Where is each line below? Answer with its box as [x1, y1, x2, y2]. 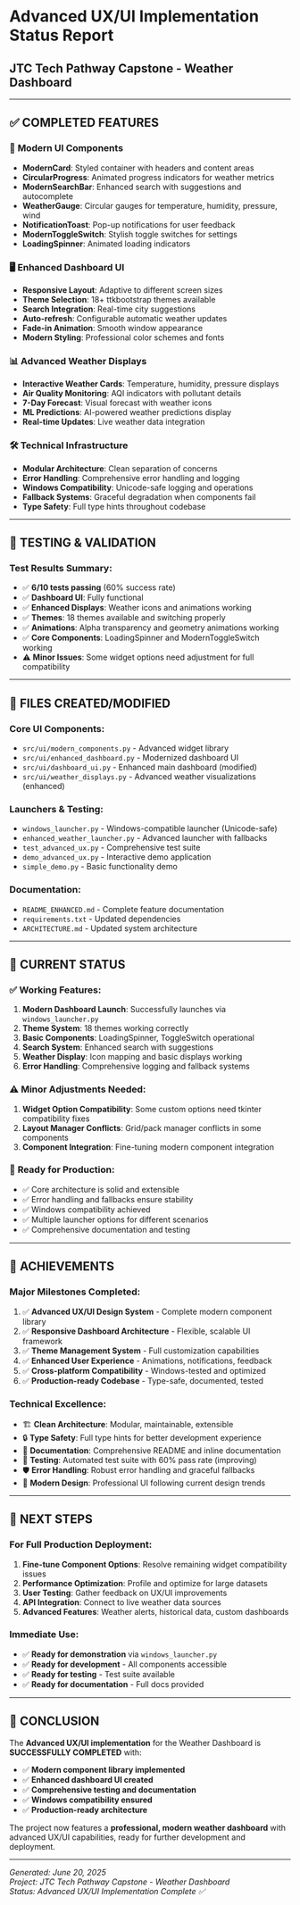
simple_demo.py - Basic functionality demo [21, 861, 179, 872]
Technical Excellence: [9, 1398, 107, 1410]
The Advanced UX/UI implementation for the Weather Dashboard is [9, 1737, 262, 1748]
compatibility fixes [21, 1113, 90, 1124]
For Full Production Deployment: [9, 1538, 153, 1551]
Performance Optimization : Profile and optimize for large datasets [21, 1577, 268, 1588]
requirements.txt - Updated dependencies [21, 913, 181, 924]
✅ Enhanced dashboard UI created [21, 1774, 154, 1784]
